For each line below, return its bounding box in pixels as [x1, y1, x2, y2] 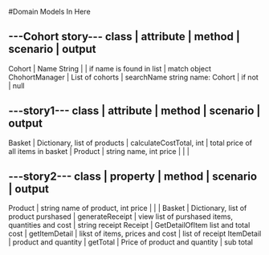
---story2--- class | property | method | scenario [8, 170, 258, 184]
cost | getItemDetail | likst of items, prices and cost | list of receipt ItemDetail [8, 229, 262, 239]
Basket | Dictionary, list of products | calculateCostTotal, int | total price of [8, 138, 253, 148]
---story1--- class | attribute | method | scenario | [8, 104, 261, 118]
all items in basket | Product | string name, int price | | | [8, 146, 190, 156]
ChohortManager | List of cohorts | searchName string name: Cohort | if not [8, 72, 259, 82]
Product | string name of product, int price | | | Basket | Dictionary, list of [8, 204, 247, 213]
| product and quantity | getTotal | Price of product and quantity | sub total [8, 237, 253, 247]
